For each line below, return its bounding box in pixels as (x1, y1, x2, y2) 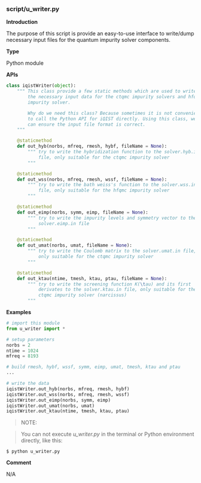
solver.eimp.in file (38, 220, 90, 226)
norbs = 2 (6, 342, 31, 348)
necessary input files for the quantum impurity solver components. (6, 37, 170, 44)
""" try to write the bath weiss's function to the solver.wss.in (28, 182, 197, 188)
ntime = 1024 (6, 348, 39, 354)
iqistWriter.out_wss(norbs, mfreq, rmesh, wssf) (6, 391, 130, 397)
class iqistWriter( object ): (6, 83, 77, 89)
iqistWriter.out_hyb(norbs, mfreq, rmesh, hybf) (6, 385, 130, 392)
